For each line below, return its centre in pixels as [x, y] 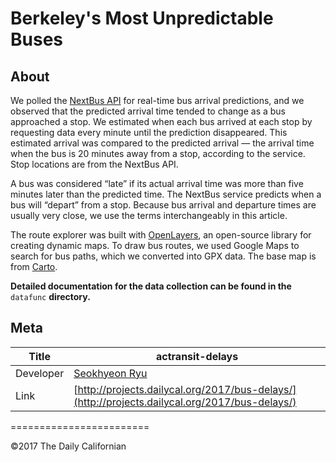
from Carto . [34, 266]
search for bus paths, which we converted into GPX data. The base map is [163, 256]
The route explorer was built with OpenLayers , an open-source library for [161, 235]
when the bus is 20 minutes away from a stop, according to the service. [158, 153]
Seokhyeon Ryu [110, 373]
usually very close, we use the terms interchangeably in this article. [149, 215]
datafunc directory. [50, 296]
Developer [40, 373]
